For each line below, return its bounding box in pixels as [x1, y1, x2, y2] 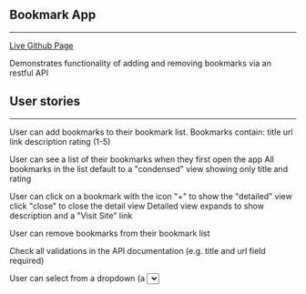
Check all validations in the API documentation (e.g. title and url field [9, 245, 266, 256]
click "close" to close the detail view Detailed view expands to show [9, 200, 264, 211]
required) [9, 255, 45, 266]
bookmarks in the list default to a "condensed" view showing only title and [9, 163, 289, 174]
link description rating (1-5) [9, 136, 111, 147]
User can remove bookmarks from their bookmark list [9, 228, 210, 238]
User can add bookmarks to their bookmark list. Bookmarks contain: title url [9, 127, 293, 137]
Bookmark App [9, 7, 97, 23]
